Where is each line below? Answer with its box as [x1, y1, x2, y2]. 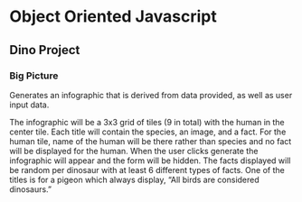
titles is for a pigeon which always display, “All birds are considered [9, 174, 260, 185]
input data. [9, 99, 50, 110]
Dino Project [9, 42, 80, 58]
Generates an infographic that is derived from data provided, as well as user [9, 89, 293, 100]
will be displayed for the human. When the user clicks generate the [9, 145, 259, 156]
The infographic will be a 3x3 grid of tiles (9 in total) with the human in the [9, 116, 285, 127]
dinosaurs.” [9, 183, 52, 195]
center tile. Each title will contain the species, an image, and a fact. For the [9, 126, 287, 137]
